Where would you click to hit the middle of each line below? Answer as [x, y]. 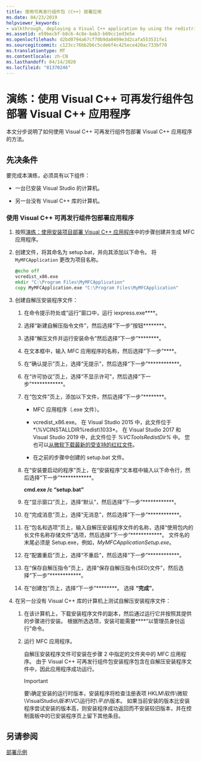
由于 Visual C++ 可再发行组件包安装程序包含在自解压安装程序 [111, 661]
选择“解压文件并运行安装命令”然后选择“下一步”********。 [94, 338]
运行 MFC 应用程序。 [50, 641]
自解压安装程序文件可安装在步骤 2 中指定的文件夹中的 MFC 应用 [102, 654]
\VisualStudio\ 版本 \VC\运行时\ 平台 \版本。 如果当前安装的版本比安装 [107, 700]
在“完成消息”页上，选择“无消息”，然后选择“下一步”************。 [104, 514]
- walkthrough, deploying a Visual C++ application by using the [89, 28]
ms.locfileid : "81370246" [38, 67]
